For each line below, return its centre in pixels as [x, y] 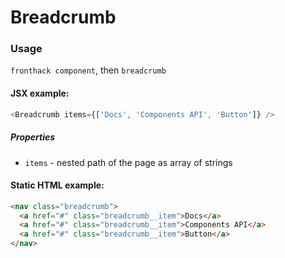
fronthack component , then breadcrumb [88, 70]
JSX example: [40, 93]
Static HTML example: [57, 185]
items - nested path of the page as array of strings [128, 162]
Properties [33, 137]
